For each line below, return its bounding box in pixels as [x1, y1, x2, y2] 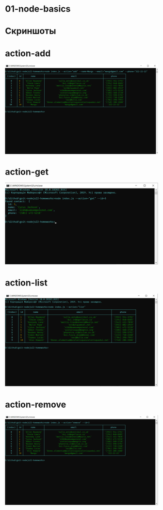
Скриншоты [5, 26, 56, 37]
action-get [5, 166, 49, 177]
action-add [5, 48, 51, 59]
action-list [5, 277, 48, 288]
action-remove [5, 399, 66, 410]
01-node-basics [5, 3, 71, 15]
